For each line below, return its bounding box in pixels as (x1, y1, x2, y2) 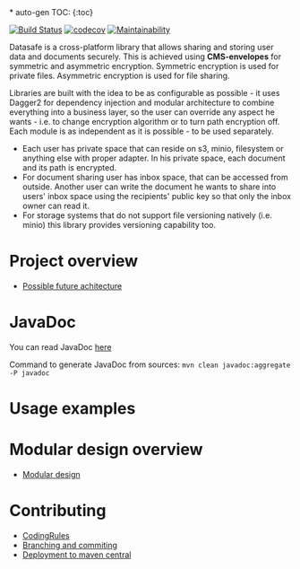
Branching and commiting (21, 539, 118, 550)
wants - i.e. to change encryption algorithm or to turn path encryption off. (9, 117, 280, 127)
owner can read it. (21, 200, 90, 211)
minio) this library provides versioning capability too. (21, 220, 217, 230)
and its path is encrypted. (21, 162, 117, 172)
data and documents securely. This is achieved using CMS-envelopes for (9, 51, 282, 62)
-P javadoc (9, 368, 50, 378)
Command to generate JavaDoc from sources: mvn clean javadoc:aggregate (9, 359, 291, 370)
